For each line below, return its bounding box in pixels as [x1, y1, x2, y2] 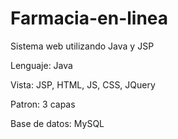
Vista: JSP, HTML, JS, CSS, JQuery [10, 78, 156, 91]
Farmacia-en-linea [10, 7, 169, 30]
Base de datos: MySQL [10, 117, 105, 129]
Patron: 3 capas [10, 98, 76, 110]
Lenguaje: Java [10, 59, 73, 71]
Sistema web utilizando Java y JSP [10, 40, 155, 52]
